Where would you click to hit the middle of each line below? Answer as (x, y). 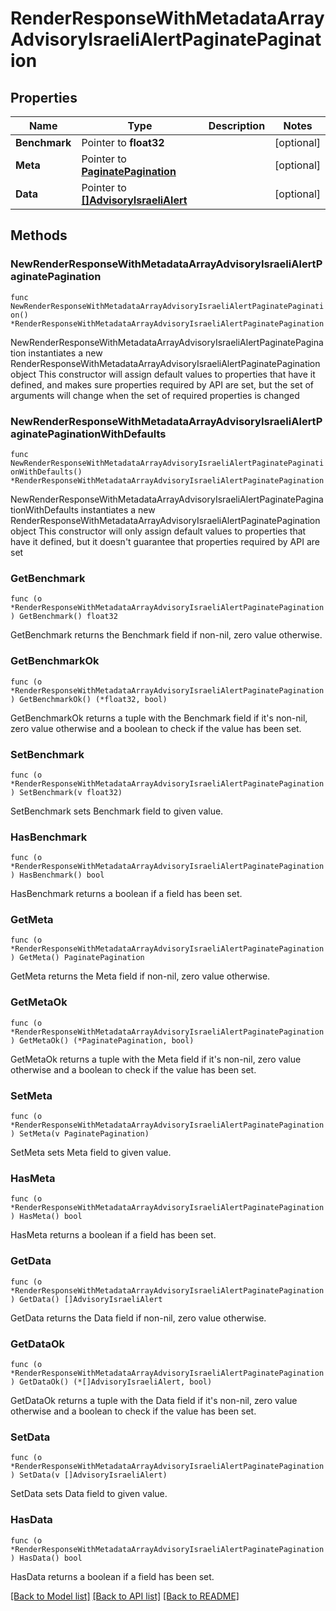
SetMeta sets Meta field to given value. (91, 1153)
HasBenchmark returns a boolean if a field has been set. (126, 894)
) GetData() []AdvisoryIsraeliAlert (86, 1299)
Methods (39, 235)
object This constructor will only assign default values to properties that (158, 531)
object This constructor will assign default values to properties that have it (163, 374)
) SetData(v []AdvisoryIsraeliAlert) (89, 1475)
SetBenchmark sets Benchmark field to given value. (117, 811)
